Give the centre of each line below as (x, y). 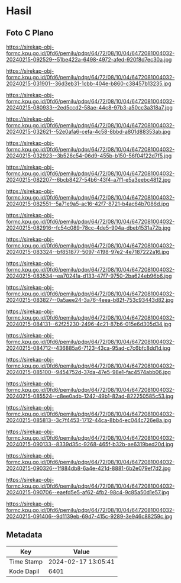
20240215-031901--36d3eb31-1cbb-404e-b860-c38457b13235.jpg (89, 83)
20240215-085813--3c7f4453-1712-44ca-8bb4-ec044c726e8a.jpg (89, 420)
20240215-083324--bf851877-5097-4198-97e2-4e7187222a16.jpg (88, 252)
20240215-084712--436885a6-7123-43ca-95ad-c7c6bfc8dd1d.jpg (88, 348)
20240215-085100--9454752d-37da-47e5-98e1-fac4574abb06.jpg (89, 372)
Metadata (24, 535)
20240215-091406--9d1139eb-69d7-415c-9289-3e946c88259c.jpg (89, 516)
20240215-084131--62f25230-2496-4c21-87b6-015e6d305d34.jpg (89, 324)
